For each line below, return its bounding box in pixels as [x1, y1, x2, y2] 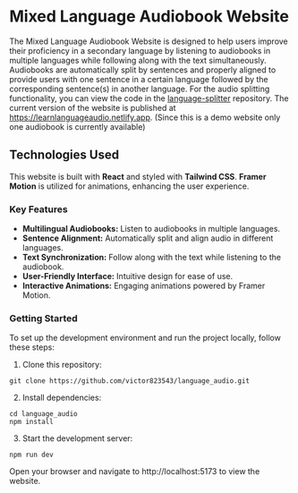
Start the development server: [21, 433, 133, 444]
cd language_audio [9, 410, 78, 419]
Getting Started [9, 311, 78, 324]
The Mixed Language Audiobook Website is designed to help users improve [9, 36, 288, 47]
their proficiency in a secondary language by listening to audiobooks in [9, 45, 271, 55]
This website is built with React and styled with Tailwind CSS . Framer [9, 171, 267, 182]
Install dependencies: [21, 392, 102, 404]
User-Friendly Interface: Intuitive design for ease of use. [21, 271, 234, 282]
